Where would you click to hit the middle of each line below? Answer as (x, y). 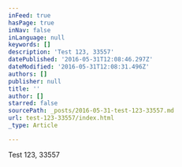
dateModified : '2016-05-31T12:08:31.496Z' (79, 67)
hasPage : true (32, 23)
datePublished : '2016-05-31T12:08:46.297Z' (81, 60)
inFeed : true (30, 15)
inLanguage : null (37, 37)
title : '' (24, 89)
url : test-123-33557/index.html (61, 118)
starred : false (33, 103)
